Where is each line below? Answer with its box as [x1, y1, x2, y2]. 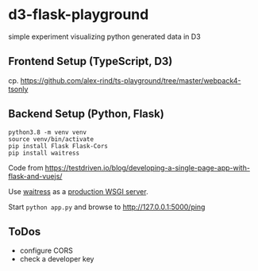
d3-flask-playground [8, 6, 149, 24]
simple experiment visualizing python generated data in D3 [8, 32, 201, 41]
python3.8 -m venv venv [8, 128, 87, 136]
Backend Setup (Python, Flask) [8, 107, 164, 120]
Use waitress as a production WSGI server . [8, 186, 148, 196]
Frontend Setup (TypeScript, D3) [8, 55, 173, 68]
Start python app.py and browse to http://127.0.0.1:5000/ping [8, 202, 206, 212]
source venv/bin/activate [8, 135, 94, 143]
